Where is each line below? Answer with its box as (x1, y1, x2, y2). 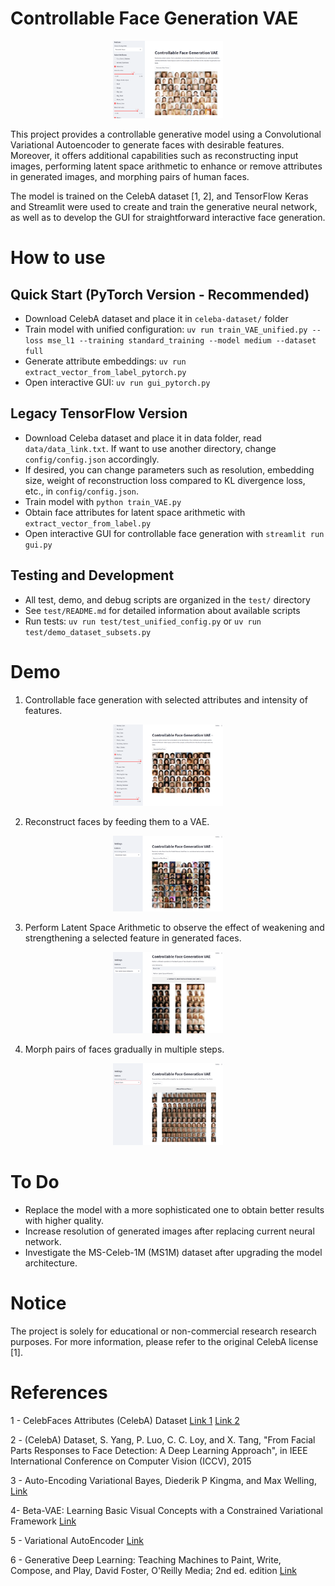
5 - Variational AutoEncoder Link (10, 1534, 144, 1546)
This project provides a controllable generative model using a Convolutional (10, 128, 322, 140)
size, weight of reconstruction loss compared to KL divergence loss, (24, 474, 306, 486)
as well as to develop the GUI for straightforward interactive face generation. (10, 211, 326, 223)
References (10, 1382, 108, 1404)
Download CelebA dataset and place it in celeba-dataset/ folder (24, 312, 289, 324)
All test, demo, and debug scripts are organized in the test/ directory (24, 593, 311, 606)
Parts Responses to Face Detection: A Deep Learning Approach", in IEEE (10, 1444, 308, 1456)
